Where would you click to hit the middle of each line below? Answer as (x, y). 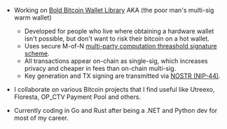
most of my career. (41, 118)
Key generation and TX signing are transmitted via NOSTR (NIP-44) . (122, 76)
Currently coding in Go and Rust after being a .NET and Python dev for (116, 110)
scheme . (37, 53)
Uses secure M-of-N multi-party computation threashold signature (121, 46)
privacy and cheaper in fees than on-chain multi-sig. (100, 68)
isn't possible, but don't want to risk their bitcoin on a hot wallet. (117, 39)
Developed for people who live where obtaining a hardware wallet (119, 31)
